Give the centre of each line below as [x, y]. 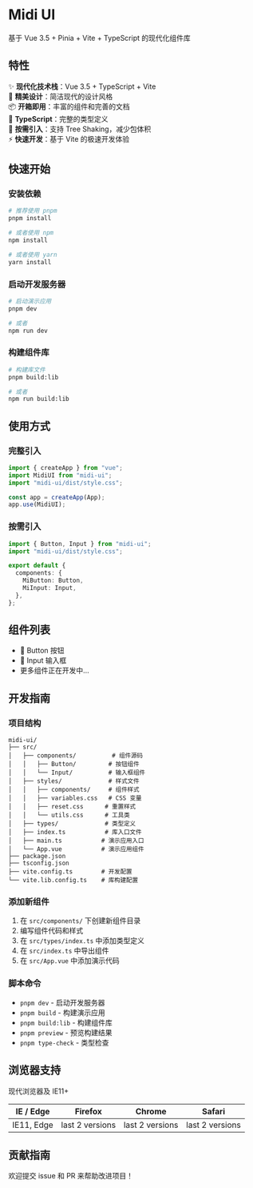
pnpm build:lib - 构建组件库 [66, 1022]
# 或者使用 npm [31, 233]
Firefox [88, 1111]
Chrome [151, 1111]
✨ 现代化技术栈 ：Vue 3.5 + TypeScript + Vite [82, 86]
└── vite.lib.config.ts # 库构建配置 [73, 881]
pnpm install [30, 219]
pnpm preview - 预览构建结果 [66, 1032]
